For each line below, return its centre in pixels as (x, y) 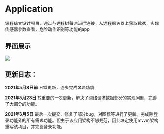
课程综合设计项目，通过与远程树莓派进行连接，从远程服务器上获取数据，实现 (82, 23)
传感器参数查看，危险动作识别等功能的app (48, 29)
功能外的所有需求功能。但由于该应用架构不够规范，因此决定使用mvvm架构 (84, 120)
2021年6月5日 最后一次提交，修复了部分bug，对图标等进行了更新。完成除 (79, 114)
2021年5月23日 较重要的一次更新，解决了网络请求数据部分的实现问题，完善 (81, 98)
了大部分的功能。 (22, 104)
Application (29, 9)
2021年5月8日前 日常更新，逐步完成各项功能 (50, 87)
